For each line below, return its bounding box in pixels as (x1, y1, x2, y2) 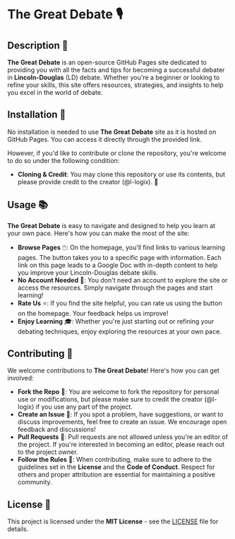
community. (17, 478, 52, 487)
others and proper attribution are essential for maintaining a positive (17, 470, 215, 479)
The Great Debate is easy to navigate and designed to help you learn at (7, 221, 216, 229)
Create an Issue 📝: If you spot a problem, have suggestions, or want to (17, 410, 224, 419)
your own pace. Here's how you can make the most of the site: (7, 229, 190, 237)
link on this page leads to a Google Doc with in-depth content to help (17, 261, 218, 269)
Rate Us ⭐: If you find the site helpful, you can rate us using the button (17, 299, 222, 307)
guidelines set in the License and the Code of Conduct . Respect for (17, 463, 215, 472)
